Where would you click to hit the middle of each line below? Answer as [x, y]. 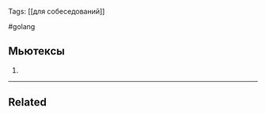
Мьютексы [36, 51]
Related [28, 103]
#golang [22, 26]
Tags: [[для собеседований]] [57, 11]
